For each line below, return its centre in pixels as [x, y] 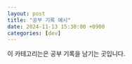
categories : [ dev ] [34, 33]
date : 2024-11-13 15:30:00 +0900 [56, 26]
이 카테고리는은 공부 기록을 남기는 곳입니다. [66, 54]
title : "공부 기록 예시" [39, 20]
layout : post [26, 14]
